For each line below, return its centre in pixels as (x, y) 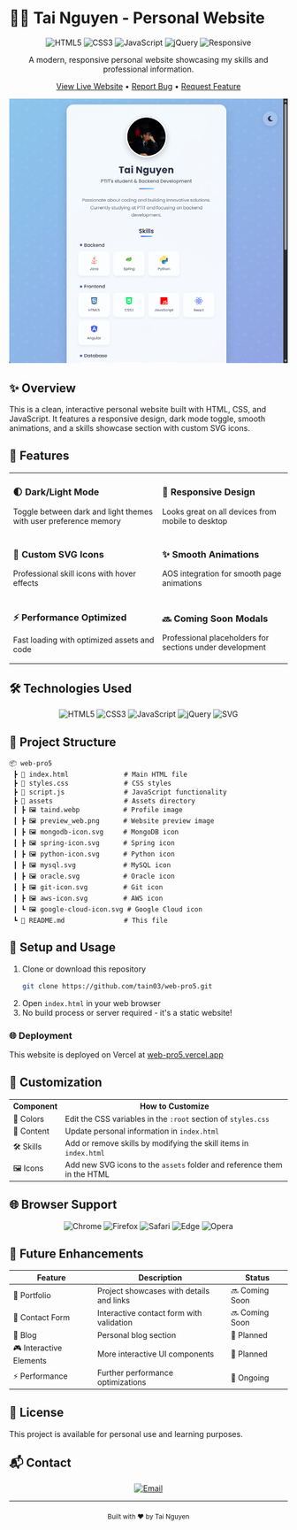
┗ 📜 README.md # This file (90, 921)
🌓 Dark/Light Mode (56, 492)
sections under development (214, 647)
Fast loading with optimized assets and (84, 640)
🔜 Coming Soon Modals (215, 619)
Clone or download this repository (84, 969)
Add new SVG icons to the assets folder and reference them (174, 1165)
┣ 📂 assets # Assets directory (104, 801)
